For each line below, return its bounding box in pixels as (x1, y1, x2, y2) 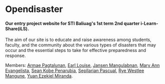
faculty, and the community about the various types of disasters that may (5, 42, 156, 48)
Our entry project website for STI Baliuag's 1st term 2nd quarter (5, 20, 140, 26)
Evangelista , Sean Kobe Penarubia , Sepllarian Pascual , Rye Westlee (5, 67, 144, 73)
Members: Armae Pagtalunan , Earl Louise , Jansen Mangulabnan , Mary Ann (5, 62, 160, 68)
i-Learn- (140, 20, 158, 26)
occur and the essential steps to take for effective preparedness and (5, 47, 146, 53)
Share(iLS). (5, 25, 29, 31)
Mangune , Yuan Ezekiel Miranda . (5, 73, 73, 79)
